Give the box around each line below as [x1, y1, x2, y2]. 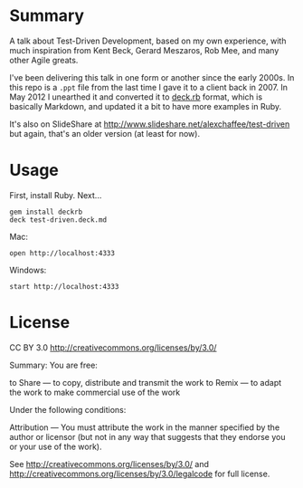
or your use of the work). [9, 441, 102, 452]
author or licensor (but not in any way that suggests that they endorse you [9, 431, 286, 442]
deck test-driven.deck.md [9, 215, 107, 225]
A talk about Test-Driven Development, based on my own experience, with [9, 35, 287, 46]
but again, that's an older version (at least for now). [9, 128, 201, 139]
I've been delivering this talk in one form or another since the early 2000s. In [9, 72, 295, 82]
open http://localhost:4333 [9, 248, 116, 258]
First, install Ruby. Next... [9, 189, 102, 200]
